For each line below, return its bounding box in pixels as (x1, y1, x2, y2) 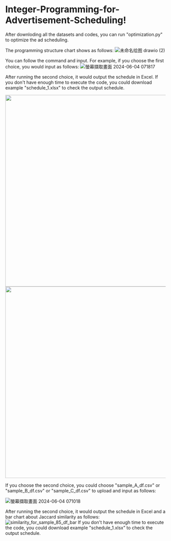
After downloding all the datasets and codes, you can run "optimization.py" (5, 31, 163, 37)
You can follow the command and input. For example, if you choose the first (5, 57, 164, 63)
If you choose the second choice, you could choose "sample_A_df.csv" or (5, 482, 160, 488)
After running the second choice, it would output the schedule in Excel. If (5, 74, 158, 80)
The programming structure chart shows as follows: (5, 47, 114, 53)
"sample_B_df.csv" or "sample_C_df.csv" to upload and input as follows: (5, 487, 156, 493)
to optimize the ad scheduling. (5, 37, 69, 43)
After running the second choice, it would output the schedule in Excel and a (5, 508, 166, 514)
